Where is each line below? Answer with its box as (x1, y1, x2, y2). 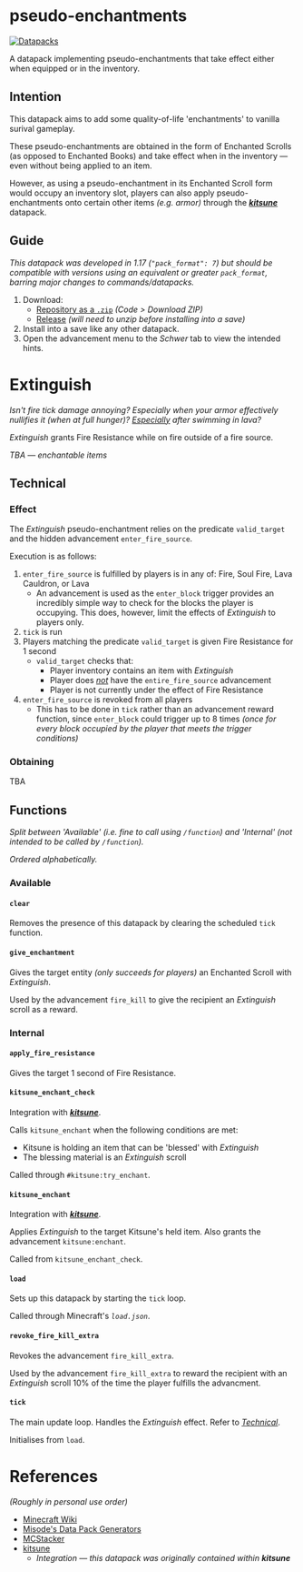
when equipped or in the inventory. (9, 63, 141, 74)
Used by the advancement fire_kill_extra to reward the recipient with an (9, 1367, 288, 1378)
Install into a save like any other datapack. (22, 323, 180, 334)
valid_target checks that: (35, 656, 134, 667)
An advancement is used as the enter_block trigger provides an (35, 588, 275, 599)
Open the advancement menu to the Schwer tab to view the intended (22, 333, 281, 344)
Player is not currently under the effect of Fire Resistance (49, 684, 264, 696)
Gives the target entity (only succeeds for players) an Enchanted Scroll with (9, 966, 292, 978)
